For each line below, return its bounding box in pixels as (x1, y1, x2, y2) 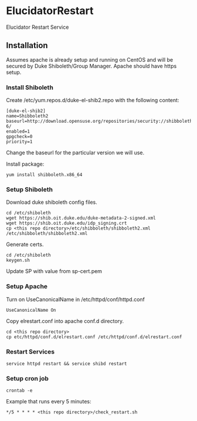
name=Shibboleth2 (6, 113, 49, 119)
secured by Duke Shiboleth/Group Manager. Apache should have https (6, 62, 177, 69)
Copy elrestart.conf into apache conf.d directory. (6, 317, 124, 324)
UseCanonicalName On (6, 307, 57, 313)
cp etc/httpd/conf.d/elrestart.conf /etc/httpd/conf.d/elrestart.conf (6, 334, 182, 340)
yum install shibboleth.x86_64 (6, 172, 83, 178)
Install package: (6, 160, 45, 168)
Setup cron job (6, 374, 49, 382)
